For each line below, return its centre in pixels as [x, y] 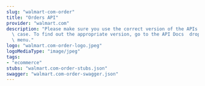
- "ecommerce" [24, 62]
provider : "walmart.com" [38, 23]
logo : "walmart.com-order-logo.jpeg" [54, 46]
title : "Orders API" [33, 18]
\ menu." [23, 40]
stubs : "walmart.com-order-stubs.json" [57, 68]
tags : [13, 57]
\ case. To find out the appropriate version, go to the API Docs [98, 35]
